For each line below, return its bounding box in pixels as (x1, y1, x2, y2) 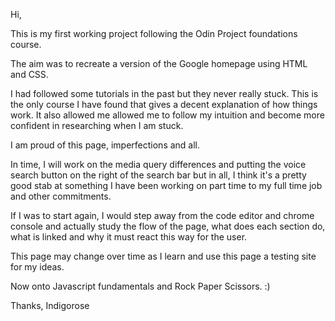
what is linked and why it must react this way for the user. (10, 231, 248, 243)
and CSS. (10, 69, 49, 80)
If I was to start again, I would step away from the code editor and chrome (10, 210, 315, 221)
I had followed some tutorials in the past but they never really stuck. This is (10, 88, 319, 99)
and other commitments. (10, 190, 112, 202)
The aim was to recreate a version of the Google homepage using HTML (10, 58, 308, 69)
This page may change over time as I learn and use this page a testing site (10, 250, 317, 262)
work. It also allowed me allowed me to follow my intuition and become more (10, 109, 325, 121)
